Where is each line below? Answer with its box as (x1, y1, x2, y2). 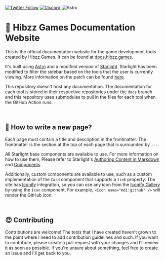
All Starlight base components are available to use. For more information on (5, 151, 159, 157)
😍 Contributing (5, 216, 54, 224)
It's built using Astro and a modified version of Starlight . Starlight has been (5, 63, 157, 69)
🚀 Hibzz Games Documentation (5, 22, 136, 33)
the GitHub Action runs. (5, 99, 53, 105)
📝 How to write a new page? (5, 123, 92, 132)
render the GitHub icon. (5, 192, 53, 198)
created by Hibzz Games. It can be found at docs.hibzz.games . (5, 54, 133, 60)
